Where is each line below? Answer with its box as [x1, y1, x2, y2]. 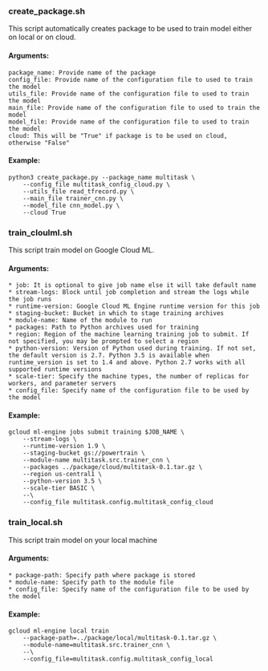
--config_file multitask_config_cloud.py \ [22, 180, 171, 188]
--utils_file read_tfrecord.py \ [22, 187, 135, 196]
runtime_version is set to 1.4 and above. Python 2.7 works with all [8, 358, 246, 366]
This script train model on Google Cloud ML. [8, 245, 155, 254]
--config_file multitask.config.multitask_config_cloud [22, 499, 214, 507]
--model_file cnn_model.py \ [22, 201, 120, 209]
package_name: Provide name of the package [8, 68, 156, 77]
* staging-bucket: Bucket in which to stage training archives [8, 309, 225, 317]
